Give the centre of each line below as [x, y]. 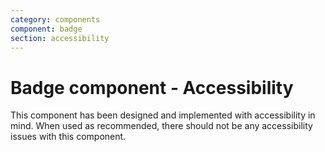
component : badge [46, 29]
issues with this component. [68, 137]
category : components [55, 19]
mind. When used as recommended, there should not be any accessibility [161, 126]
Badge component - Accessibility [152, 87]
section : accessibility [60, 38]
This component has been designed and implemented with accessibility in [163, 115]
